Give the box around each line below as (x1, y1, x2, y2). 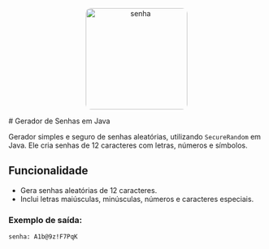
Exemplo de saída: (8, 214, 83, 225)
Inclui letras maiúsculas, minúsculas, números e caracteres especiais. (20, 194, 254, 204)
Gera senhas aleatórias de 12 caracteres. (20, 185, 158, 195)
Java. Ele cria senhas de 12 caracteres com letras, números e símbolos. (8, 140, 248, 150)
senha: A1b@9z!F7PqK (8, 233, 79, 241)
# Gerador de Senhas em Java (8, 116, 111, 126)
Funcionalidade (8, 164, 89, 178)
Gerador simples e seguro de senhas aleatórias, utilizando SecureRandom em (8, 132, 262, 141)
